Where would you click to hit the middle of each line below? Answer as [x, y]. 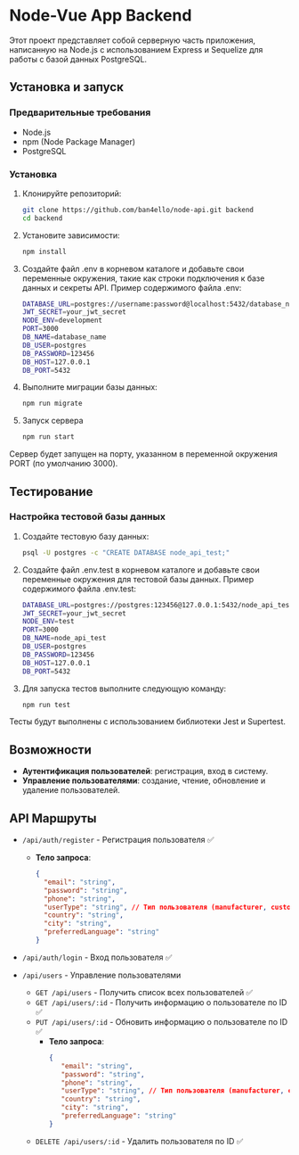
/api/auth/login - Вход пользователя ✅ [97, 957]
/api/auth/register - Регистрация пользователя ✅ [118, 840]
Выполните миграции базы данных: [89, 387]
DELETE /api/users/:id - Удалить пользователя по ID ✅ [139, 1141]
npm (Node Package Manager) [79, 141]
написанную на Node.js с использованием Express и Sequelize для [136, 49]
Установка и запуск [67, 87]
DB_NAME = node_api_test [64, 639]
